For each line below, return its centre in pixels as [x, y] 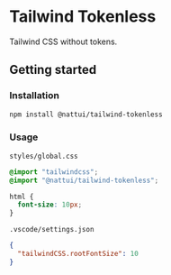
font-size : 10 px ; [50, 205]
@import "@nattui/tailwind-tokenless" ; [84, 180]
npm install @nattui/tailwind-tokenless [86, 115]
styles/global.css [44, 156]
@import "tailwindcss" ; [54, 172]
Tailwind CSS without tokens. [63, 41]
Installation [35, 96]
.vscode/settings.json [52, 230]
